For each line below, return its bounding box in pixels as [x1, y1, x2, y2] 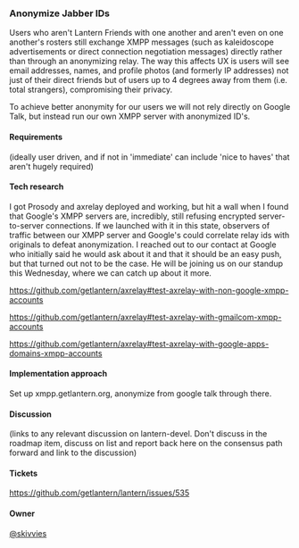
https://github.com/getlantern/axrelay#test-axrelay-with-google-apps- [9, 338, 270, 349]
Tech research [9, 181, 64, 192]
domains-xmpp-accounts [9, 347, 103, 359]
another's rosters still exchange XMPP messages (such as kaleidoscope [9, 37, 275, 47]
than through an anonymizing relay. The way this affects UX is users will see [9, 56, 290, 67]
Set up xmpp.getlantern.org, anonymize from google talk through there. [9, 387, 272, 399]
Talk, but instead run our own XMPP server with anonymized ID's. [9, 111, 251, 122]
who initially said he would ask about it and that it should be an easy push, [9, 248, 282, 259]
